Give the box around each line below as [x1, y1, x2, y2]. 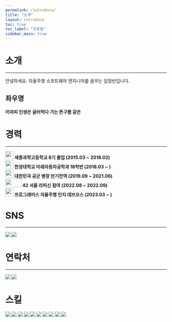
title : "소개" [5, 12, 33, 17]
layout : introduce [5, 17, 45, 22]
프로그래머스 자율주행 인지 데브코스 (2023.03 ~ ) [14, 191, 112, 197]
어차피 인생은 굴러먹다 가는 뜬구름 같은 [5, 109, 81, 115]
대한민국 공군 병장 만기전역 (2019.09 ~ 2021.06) [14, 173, 113, 179]
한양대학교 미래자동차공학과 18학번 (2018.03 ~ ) [14, 164, 111, 170]
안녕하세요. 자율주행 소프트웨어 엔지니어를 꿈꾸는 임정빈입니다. [5, 77, 130, 84]
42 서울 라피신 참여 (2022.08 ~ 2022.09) [22, 182, 108, 188]
